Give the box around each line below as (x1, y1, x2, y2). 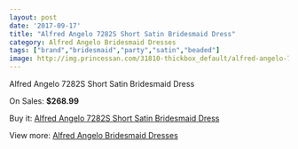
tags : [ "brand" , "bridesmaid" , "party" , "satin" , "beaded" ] (9, 46, 220, 55)
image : (9, 54, 34, 63)
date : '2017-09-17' (9, 21, 82, 30)
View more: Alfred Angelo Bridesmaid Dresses (9, 130, 179, 140)
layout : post (9, 12, 58, 22)
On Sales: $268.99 (9, 96, 80, 106)
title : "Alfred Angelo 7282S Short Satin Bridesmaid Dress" (9, 29, 237, 38)
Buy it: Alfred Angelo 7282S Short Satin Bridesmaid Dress (9, 113, 220, 123)
